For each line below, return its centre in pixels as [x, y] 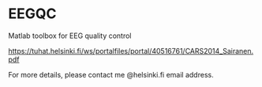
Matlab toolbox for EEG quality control [70, 36]
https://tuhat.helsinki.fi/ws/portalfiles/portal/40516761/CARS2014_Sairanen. [131, 51]
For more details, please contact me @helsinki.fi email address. [111, 74]
